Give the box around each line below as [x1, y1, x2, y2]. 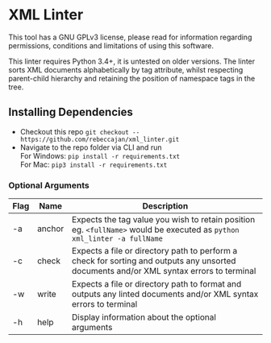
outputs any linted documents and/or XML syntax [71, 288, 259, 300]
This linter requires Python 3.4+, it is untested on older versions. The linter [8, 56, 256, 66]
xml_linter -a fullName [71, 234, 163, 243]
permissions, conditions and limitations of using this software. [8, 40, 214, 50]
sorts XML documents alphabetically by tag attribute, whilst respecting [8, 64, 244, 74]
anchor [37, 223, 65, 234]
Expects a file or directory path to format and [71, 279, 242, 290]
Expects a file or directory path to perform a [71, 246, 238, 257]
